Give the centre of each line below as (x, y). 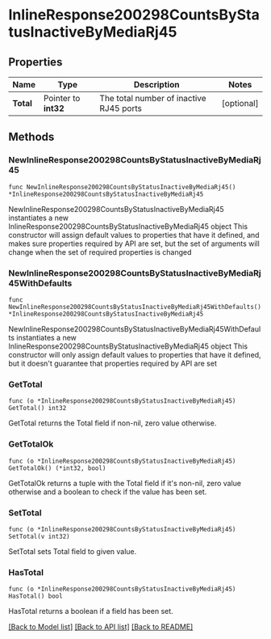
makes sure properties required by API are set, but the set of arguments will (134, 243)
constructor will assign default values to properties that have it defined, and (134, 235)
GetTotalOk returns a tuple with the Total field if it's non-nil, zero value (125, 483)
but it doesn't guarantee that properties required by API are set (113, 363)
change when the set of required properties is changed (100, 252)
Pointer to (62, 98)
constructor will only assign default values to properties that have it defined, (135, 354)
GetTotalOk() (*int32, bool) (57, 468)
